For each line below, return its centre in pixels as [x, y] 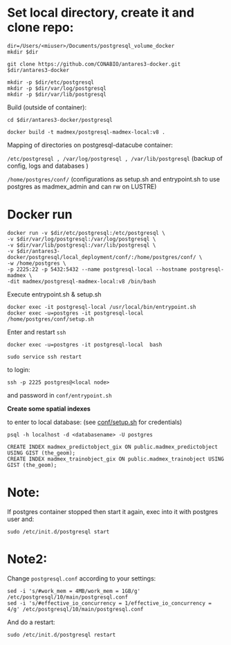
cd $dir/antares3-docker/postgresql [60, 120]
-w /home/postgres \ [37, 263]
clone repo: [40, 27]
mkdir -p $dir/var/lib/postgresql [57, 94]
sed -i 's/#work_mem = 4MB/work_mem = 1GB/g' [74, 591]
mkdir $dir [23, 52]
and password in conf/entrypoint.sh [59, 395]
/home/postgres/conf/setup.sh [51, 319]
